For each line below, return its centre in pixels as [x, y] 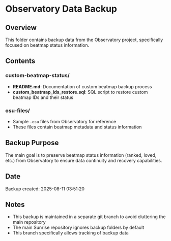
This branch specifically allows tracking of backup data [70, 233]
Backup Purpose [32, 143]
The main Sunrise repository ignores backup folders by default [78, 228]
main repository [29, 222]
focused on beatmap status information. [47, 45]
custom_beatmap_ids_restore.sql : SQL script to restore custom [80, 92]
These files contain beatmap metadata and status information [77, 127]
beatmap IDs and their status [43, 97]
